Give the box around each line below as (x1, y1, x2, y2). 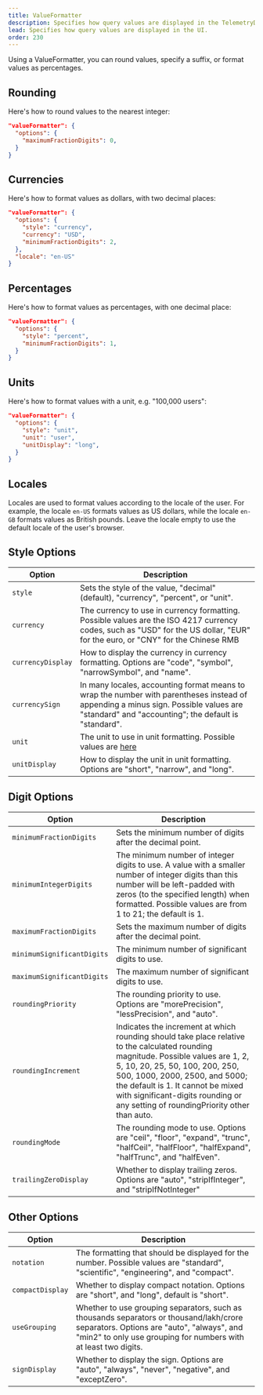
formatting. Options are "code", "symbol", (79, 657, 233, 668)
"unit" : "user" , (22, 433, 76, 442)
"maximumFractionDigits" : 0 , (22, 137, 117, 144)
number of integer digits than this (116, 869, 239, 880)
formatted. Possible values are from (116, 898, 247, 909)
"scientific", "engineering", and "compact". (75, 1266, 234, 1277)
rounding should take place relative (116, 1031, 245, 1042)
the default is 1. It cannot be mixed (116, 1080, 244, 1091)
